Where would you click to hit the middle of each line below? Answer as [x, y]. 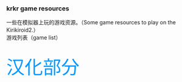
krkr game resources [38, 9]
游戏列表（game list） [34, 38]
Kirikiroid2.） [23, 30]
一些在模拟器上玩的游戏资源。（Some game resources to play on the [91, 22]
